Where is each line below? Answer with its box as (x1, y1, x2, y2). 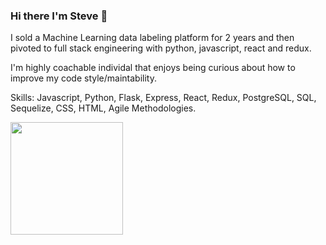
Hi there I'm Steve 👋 (10, 9, 108, 23)
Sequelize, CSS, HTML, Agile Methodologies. (10, 102, 197, 114)
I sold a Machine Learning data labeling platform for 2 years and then (10, 32, 295, 44)
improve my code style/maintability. (10, 72, 157, 84)
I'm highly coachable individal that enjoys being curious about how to (10, 62, 296, 74)
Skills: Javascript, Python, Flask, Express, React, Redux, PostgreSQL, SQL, (10, 92, 317, 104)
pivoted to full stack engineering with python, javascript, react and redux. (10, 42, 312, 54)
